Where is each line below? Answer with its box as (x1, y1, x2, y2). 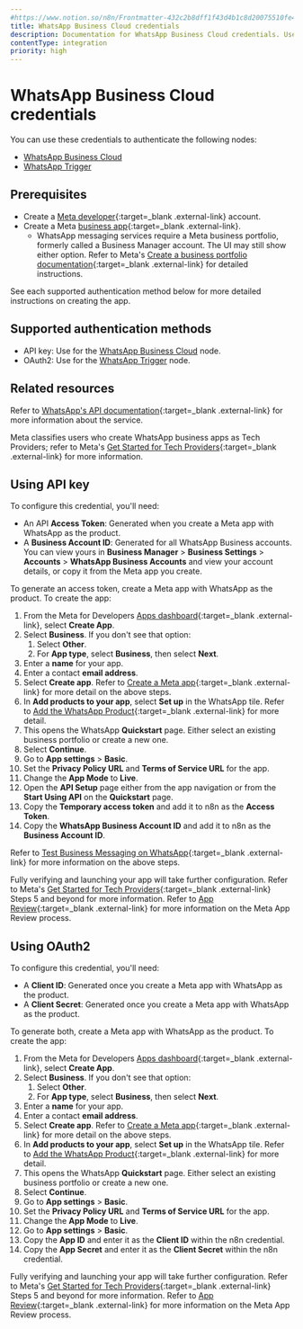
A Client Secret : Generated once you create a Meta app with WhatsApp (22, 999, 290, 1010)
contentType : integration (10, 38, 107, 48)
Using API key (10, 477, 90, 492)
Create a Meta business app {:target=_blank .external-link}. (22, 220, 241, 231)
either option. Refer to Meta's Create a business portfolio (36, 249, 248, 260)
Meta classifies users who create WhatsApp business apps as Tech (10, 432, 261, 442)
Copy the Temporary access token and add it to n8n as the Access (22, 801, 275, 812)
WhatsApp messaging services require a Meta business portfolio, (36, 230, 280, 241)
